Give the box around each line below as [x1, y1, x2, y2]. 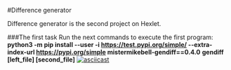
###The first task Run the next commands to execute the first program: [7, 33, 213, 41]
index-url [7, 48, 35, 56]
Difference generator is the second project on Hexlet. [7, 20, 161, 27]
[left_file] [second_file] [7, 55, 75, 64]
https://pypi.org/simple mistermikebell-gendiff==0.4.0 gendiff [36, 48, 224, 56]
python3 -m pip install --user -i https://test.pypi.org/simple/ [7, 41, 187, 48]
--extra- [188, 41, 213, 48]
